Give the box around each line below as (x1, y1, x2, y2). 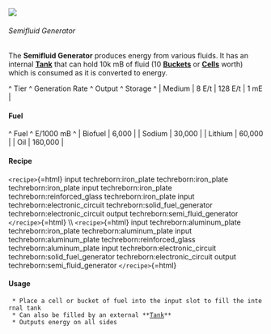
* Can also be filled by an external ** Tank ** (11, 310, 172, 319)
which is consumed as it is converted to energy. (8, 68, 168, 78)
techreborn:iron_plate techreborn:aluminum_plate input (8, 225, 193, 235)
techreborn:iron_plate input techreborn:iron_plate (8, 182, 172, 192)
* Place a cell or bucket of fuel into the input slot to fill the (11, 297, 244, 305)
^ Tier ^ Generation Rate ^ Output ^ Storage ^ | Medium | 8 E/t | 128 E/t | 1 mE (8, 83, 263, 93)
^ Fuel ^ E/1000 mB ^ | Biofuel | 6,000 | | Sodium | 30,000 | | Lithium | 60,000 (8, 129, 264, 139)
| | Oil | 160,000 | (8, 138, 64, 148)
